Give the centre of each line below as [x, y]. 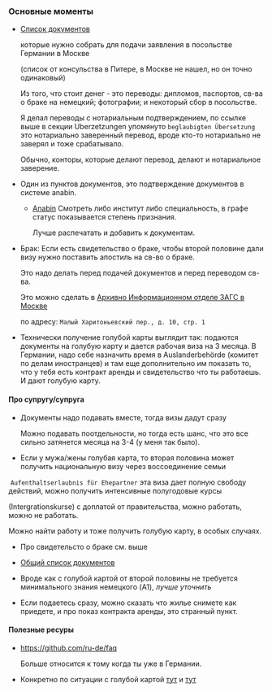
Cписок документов [55, 29]
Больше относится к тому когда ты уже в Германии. [111, 664]
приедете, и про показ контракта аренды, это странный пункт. [129, 611]
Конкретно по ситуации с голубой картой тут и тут [108, 679]
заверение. [40, 168]
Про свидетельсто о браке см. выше [84, 546]
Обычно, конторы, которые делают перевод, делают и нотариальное [140, 159]
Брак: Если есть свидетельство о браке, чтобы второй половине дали [142, 249]
